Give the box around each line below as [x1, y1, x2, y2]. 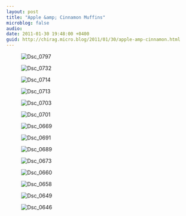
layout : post [6, 8, 39, 15]
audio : [6, 25, 23, 32]
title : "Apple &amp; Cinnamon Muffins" [6, 14, 106, 20]
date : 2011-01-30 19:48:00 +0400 [6, 31, 90, 37]
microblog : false [6, 20, 50, 26]
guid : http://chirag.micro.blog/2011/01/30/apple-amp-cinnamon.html [6, 36, 181, 42]
